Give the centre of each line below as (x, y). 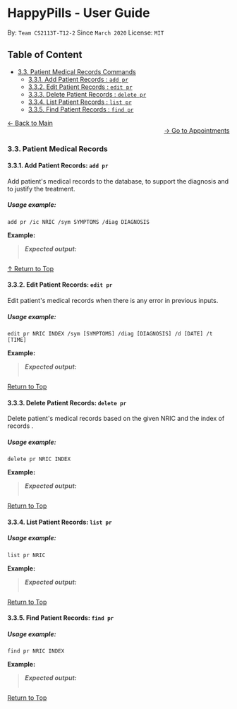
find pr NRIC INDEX (36, 651)
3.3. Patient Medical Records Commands (77, 71)
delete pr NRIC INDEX (39, 459)
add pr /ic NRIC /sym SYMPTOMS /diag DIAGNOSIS (79, 222)
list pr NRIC (26, 555)
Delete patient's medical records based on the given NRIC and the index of (116, 419)
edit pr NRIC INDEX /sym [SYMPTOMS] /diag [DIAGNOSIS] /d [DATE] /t (110, 334)
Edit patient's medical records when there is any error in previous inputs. (113, 301)
